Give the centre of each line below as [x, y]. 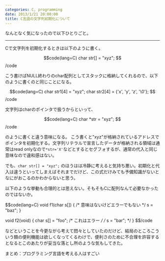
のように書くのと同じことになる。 [40, 82]
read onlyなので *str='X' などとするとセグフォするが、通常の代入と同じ [86, 149]
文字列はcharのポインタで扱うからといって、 [50, 109]
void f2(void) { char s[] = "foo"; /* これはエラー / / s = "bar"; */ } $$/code [79, 220]
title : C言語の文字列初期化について [38, 19]
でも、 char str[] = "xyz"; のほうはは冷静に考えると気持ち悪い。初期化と [80, 166]
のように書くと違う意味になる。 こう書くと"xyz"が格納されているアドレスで [82, 137]
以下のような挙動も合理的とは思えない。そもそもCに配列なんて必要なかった [82, 189]
